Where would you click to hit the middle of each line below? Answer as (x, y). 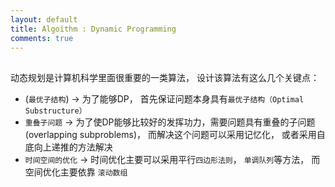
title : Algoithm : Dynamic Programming (93, 29)
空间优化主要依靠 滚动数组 (76, 172)
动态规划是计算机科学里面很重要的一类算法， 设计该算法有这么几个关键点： (165, 77)
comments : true (42, 38)
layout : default (44, 19)
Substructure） (55, 111)
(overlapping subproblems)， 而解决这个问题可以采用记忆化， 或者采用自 (175, 134)
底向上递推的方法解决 (68, 147)
